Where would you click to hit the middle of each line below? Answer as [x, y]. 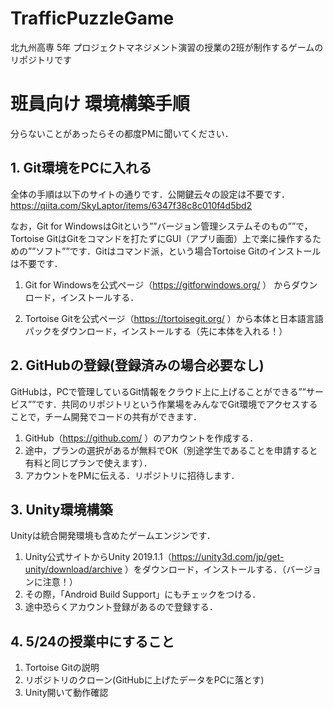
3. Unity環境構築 [61, 509]
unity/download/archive [73, 569]
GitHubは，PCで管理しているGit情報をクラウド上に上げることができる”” [158, 391]
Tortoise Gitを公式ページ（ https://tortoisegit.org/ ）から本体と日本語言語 [174, 318]
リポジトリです [41, 59]
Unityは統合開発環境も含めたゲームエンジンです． [113, 536]
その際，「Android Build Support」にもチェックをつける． [143, 594]
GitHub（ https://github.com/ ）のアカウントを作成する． [141, 438]
